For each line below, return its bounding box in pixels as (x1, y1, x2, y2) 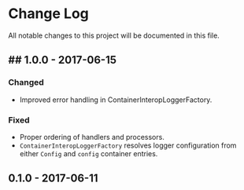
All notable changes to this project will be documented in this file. (8, 31, 220, 40)
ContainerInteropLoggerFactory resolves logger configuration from (19, 141, 237, 150)
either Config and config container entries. (19, 148, 158, 158)
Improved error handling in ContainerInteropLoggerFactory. (19, 95, 213, 104)
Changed (8, 77, 45, 88)
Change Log (8, 5, 89, 23)
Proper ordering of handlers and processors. (19, 132, 165, 141)
